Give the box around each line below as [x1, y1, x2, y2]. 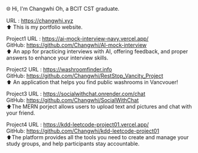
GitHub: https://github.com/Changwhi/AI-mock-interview [6, 41, 147, 49]
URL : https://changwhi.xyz [6, 17, 74, 24]
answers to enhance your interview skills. [6, 54, 109, 61]
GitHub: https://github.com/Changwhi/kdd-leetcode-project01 [6, 127, 160, 134]
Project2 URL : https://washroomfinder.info [6, 66, 112, 73]
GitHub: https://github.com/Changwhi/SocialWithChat [6, 97, 139, 104]
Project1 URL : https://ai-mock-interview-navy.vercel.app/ [6, 35, 149, 42]
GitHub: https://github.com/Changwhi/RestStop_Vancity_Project [6, 72, 164, 79]
